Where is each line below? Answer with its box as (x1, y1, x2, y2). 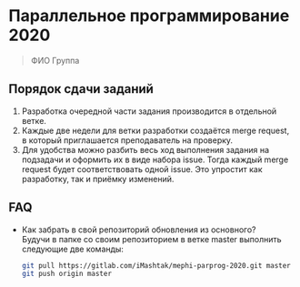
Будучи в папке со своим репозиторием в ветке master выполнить (21, 233, 283, 244)
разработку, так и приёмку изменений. (21, 173, 175, 184)
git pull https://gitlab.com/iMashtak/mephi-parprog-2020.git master (21, 261, 292, 270)
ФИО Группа (30, 55, 80, 66)
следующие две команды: (21, 243, 125, 254)
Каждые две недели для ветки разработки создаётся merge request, (21, 125, 290, 136)
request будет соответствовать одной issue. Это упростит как (21, 163, 263, 174)
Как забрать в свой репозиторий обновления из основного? (21, 224, 256, 235)
